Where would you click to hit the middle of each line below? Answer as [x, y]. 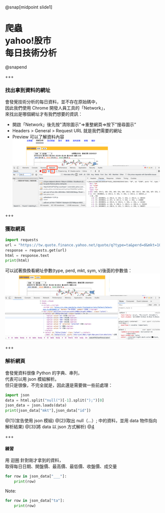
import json [17, 395]
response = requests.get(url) [36, 250]
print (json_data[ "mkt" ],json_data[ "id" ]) [48, 411]
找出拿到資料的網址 [28, 90]
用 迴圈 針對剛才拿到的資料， [34, 460]
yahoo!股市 [28, 41]
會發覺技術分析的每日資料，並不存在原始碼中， [52, 102]
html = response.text [27, 255]
